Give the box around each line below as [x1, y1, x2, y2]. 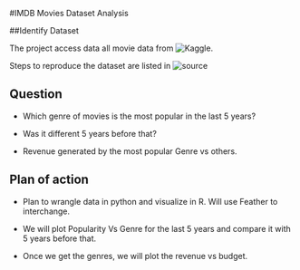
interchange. [22, 206, 71, 217]
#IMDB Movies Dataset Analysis [9, 8, 129, 18]
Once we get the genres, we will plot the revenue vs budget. [22, 250, 247, 261]
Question [9, 86, 63, 102]
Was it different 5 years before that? [22, 128, 157, 139]
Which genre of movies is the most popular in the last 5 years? [22, 111, 256, 121]
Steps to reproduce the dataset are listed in [9, 61, 171, 71]
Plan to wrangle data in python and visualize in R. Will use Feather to [22, 196, 278, 207]
